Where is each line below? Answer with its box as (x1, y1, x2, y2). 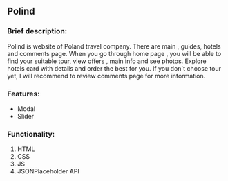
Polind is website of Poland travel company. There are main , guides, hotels (7, 42, 221, 51)
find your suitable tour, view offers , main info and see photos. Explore (7, 57, 207, 65)
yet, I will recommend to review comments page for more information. (7, 71, 206, 80)
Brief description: (7, 26, 68, 36)
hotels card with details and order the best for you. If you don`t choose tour (7, 64, 222, 72)
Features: (7, 89, 40, 98)
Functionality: (7, 129, 55, 139)
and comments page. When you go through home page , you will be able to (7, 49, 222, 58)
